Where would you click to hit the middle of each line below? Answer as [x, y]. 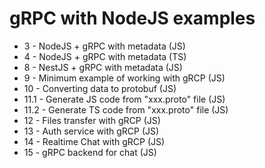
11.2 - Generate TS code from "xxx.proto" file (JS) [126, 109]
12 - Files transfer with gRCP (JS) [92, 120]
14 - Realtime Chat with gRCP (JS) [94, 141]
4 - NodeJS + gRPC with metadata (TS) [105, 56]
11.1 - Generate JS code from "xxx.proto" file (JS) [124, 99]
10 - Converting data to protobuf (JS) [100, 88]
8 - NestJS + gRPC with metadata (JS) [103, 67]
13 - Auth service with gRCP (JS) [91, 131]
